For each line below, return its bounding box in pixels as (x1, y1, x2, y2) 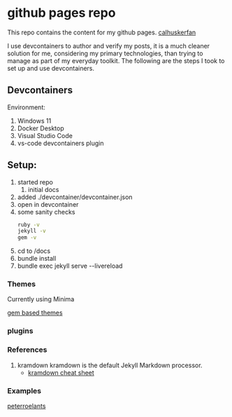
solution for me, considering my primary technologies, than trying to (7, 49, 203, 57)
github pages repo (7, 5, 116, 21)
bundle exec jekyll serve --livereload (17, 261, 123, 271)
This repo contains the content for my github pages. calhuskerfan (7, 28, 196, 36)
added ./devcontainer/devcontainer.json (17, 193, 133, 201)
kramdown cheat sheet (27, 368, 94, 376)
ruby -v (17, 221, 40, 228)
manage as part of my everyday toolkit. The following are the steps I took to (7, 56, 225, 64)
